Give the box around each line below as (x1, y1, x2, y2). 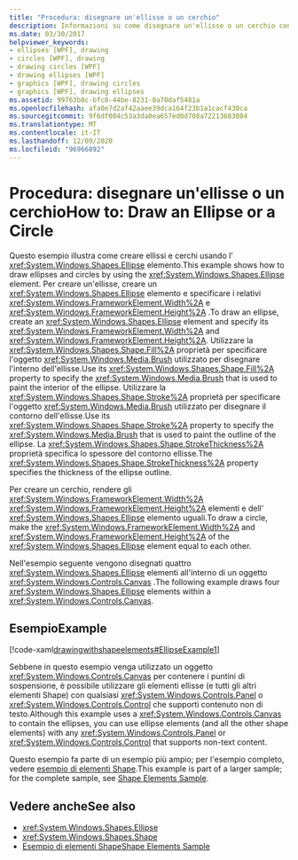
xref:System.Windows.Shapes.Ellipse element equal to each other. (9, 540, 252, 551)
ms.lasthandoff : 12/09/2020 (9, 137, 114, 145)
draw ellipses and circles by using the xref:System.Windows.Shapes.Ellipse (9, 269, 285, 279)
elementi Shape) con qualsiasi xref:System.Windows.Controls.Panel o (9, 690, 263, 700)
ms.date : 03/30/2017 (9, 29, 86, 38)
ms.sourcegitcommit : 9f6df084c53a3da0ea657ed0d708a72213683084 (9, 112, 248, 121)
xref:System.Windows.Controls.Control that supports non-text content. (9, 737, 268, 747)
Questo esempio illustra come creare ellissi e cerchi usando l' (9, 250, 233, 261)
